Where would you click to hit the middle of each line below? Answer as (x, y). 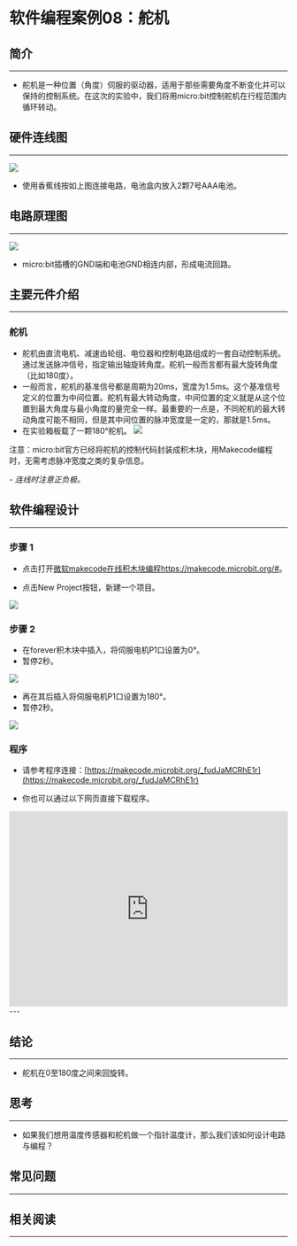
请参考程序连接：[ (54, 770)
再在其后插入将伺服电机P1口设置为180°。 (96, 697)
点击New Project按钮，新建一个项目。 (91, 587)
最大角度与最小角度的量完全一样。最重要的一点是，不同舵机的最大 (158, 408)
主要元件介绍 (44, 294)
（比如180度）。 (49, 375)
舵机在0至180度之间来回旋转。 (77, 1073)
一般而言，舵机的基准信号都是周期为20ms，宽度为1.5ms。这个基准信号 (151, 386)
